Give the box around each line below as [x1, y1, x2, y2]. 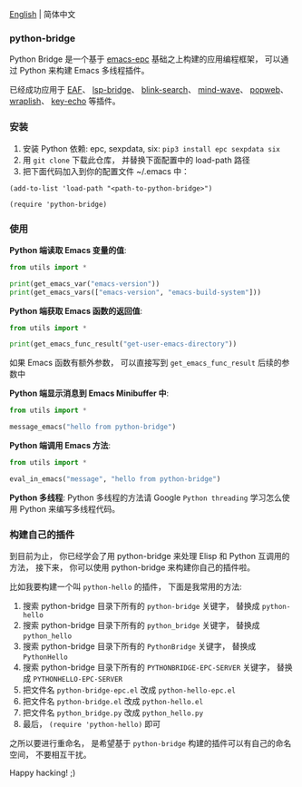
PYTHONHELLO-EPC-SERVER [33, 675, 123, 684]
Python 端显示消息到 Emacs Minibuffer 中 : [9, 388, 170, 398]
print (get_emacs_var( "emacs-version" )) [9, 279, 161, 289]
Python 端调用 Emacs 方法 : [9, 440, 112, 451]
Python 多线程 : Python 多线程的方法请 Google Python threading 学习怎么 [9, 492, 283, 503]
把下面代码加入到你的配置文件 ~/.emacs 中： [22, 165, 190, 176]
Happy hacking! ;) [9, 767, 76, 779]
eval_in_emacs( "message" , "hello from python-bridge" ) [9, 474, 221, 484]
